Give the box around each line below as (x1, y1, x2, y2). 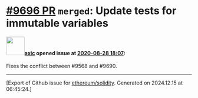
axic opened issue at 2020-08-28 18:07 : (24, 49, 126, 56)
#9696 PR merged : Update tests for (6, 4, 177, 18)
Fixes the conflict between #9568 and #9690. (6, 63, 118, 70)
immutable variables (6, 16, 109, 30)
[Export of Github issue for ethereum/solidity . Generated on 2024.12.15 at (6, 79, 183, 86)
